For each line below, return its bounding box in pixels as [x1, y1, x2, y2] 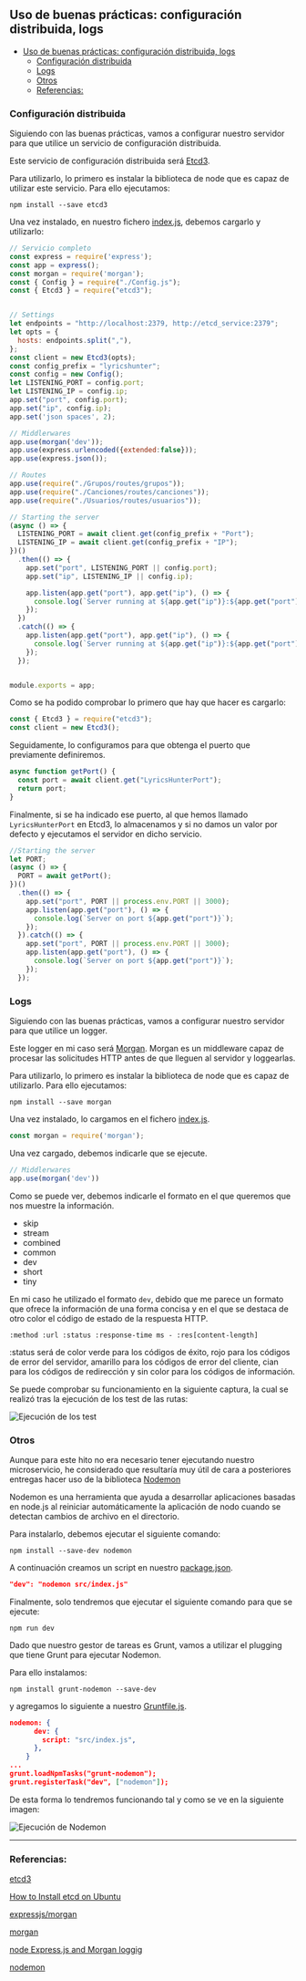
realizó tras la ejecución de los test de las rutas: [9, 1393, 189, 1404]
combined [22, 1237, 61, 1248]
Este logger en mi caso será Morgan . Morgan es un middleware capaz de [9, 1043, 285, 1054]
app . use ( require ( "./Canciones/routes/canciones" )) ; [9, 487, 209, 496]
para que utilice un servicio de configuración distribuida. [9, 138, 221, 149]
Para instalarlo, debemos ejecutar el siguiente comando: [9, 1528, 221, 1540]
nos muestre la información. [9, 1199, 115, 1211]
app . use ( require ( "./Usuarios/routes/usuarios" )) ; [9, 496, 202, 505]
